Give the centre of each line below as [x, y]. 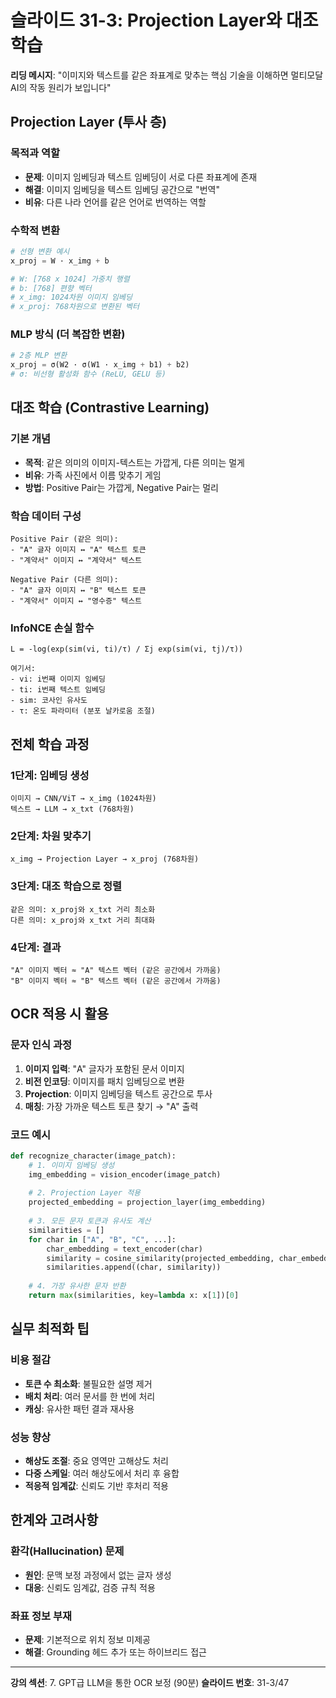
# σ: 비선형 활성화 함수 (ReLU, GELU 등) [88, 374]
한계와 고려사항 [54, 1520]
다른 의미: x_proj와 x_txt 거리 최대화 [83, 920]
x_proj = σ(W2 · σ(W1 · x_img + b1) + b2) [100, 365]
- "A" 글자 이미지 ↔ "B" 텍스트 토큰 [78, 591]
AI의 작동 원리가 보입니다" [61, 87]
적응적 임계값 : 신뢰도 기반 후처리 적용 [96, 1485]
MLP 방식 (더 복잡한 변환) [68, 334]
